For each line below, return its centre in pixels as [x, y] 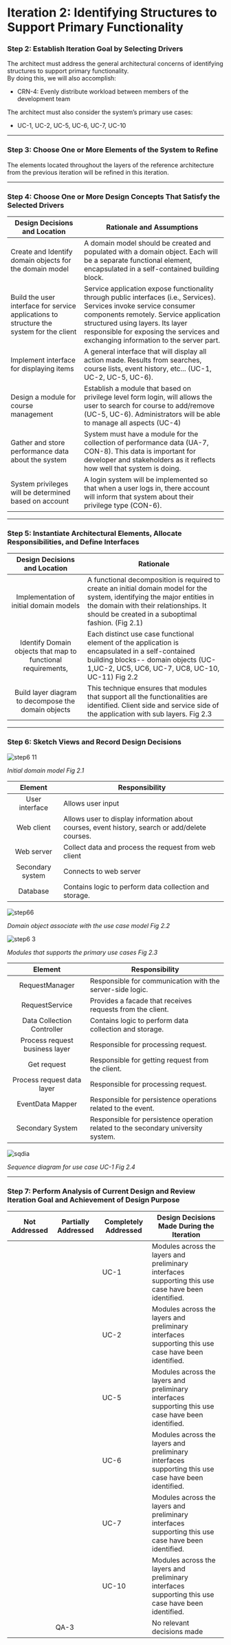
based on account [40, 502]
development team [44, 99]
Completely [123, 1221]
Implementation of [46, 597]
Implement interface [43, 361]
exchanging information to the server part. [152, 341]
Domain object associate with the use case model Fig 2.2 [89, 925]
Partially [75, 1221]
